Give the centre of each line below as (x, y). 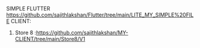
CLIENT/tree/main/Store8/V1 (50, 39)
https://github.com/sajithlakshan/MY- (82, 33)
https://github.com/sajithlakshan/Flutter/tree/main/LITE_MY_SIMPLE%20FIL (100, 15)
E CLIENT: (19, 21)
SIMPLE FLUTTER (28, 9)
